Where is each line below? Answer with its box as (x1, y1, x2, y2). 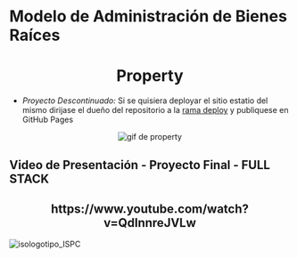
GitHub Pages (21, 114, 74, 125)
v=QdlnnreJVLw (103, 215, 196, 230)
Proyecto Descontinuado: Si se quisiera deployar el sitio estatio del (21, 95, 268, 106)
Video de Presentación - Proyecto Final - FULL (9, 157, 270, 173)
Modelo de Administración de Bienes (9, 6, 288, 27)
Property (115, 66, 185, 86)
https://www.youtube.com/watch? (50, 201, 250, 216)
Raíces (9, 25, 61, 45)
